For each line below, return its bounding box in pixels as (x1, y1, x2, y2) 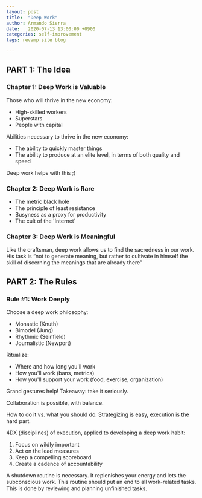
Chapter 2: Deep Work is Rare (6, 184, 95, 192)
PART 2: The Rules (6, 277, 77, 287)
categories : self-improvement (6, 31, 83, 38)
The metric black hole (14, 198, 69, 205)
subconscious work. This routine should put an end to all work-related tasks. (6, 478, 197, 485)
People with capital (14, 121, 63, 128)
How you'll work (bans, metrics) (14, 369, 95, 376)
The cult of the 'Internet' (14, 217, 76, 224)
